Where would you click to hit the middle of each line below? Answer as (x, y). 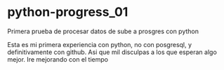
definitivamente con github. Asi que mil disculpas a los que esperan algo (112, 52)
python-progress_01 (68, 12)
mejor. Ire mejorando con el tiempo (58, 59)
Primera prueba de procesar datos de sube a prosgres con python (103, 31)
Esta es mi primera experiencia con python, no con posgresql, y (99, 44)
